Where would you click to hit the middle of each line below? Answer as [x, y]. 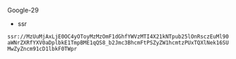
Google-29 [23, 10]
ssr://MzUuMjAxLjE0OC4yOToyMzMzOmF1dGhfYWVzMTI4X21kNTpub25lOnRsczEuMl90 [118, 37]
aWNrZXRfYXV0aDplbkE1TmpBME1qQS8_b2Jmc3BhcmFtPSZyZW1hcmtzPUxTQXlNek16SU [118, 43]
